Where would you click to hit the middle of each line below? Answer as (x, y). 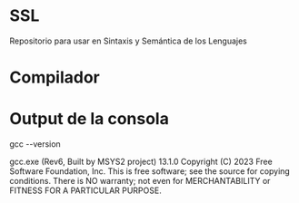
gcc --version (35, 144)
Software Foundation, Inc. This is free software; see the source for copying (150, 171)
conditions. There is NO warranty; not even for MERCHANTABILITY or (140, 181)
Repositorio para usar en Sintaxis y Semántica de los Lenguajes (128, 41)
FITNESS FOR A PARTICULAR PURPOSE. (85, 190)
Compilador (55, 77)
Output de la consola (90, 119)
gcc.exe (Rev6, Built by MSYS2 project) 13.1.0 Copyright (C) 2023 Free (141, 162)
